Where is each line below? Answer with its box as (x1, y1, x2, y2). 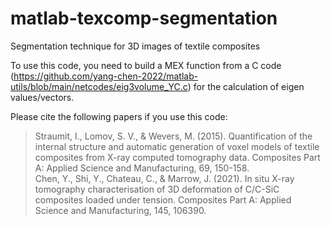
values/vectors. (10, 91, 75, 103)
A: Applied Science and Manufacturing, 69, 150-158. (34, 162, 250, 174)
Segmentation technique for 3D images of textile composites (10, 40, 261, 52)
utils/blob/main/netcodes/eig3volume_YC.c (10, 80, 188, 92)
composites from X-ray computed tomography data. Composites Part (34, 151, 321, 163)
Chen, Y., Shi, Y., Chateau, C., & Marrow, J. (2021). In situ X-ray (34, 172, 295, 184)
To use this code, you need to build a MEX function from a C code (10, 59, 282, 71)
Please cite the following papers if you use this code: (10, 110, 228, 122)
